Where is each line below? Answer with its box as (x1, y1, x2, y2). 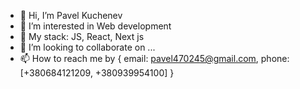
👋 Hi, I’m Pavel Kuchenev (19, 10, 123, 21)
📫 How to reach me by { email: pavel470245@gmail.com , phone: (19, 53, 290, 64)
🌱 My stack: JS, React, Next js (19, 31, 145, 42)
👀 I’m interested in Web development (19, 20, 172, 32)
